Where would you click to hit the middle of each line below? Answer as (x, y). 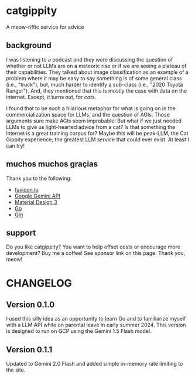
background (29, 45)
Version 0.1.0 (30, 304)
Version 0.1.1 (29, 350)
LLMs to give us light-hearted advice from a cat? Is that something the (91, 127)
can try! (16, 145)
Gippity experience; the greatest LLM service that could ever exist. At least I (97, 139)
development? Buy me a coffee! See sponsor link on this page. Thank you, (96, 253)
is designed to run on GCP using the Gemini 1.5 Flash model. (79, 331)
